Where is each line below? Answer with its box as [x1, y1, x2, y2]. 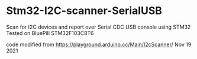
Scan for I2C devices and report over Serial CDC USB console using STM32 [6, 23, 191, 30]
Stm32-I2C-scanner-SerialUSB [6, 4, 163, 18]
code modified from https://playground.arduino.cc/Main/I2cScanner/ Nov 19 [6, 41, 192, 48]
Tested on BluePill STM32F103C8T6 [6, 29, 94, 36]
